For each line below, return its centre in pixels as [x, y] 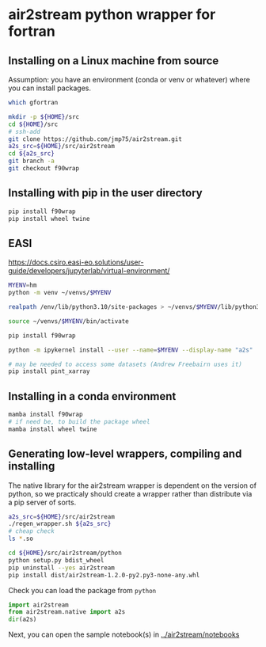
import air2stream [38, 605]
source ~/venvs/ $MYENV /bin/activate [68, 321]
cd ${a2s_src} [32, 154]
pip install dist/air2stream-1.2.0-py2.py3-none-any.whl [104, 575]
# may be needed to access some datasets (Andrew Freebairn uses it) [125, 364]
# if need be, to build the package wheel [79, 421]
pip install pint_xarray [49, 371]
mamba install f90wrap [46, 415]
